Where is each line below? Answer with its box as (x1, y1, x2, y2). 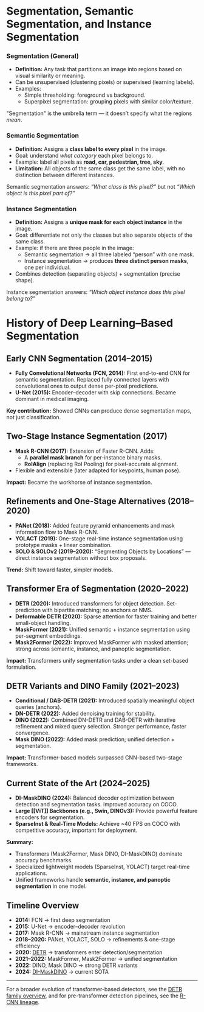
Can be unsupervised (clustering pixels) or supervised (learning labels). (15, 79, 195, 86)
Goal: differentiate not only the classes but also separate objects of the (15, 231, 192, 239)
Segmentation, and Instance (6, 17, 152, 31)
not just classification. (6, 414, 61, 421)
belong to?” (6, 295, 35, 302)
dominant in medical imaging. (15, 396, 89, 403)
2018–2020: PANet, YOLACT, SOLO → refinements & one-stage (15, 935, 175, 943)
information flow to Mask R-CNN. (15, 528, 99, 536)
